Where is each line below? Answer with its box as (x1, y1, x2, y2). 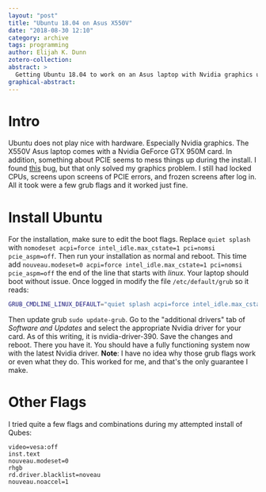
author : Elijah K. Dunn (8, 48, 87, 56)
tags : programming (8, 41, 69, 49)
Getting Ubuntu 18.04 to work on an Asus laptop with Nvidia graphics (15, 71, 253, 79)
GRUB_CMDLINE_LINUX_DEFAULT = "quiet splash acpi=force (8, 301, 190, 309)
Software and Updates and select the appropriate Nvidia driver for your (8, 323, 241, 333)
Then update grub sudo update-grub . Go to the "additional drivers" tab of (8, 315, 245, 325)
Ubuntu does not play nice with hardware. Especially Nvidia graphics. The (8, 138, 249, 148)
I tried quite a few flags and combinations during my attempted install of (8, 420, 243, 429)
